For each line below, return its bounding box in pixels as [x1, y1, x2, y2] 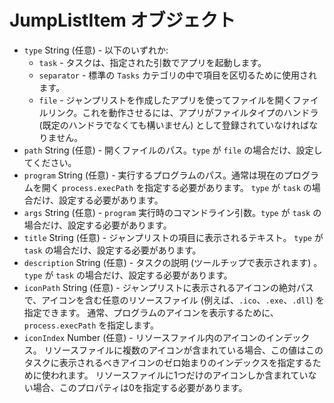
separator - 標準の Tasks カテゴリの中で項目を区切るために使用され [38, 69, 318, 81]
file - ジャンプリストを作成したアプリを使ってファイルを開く [38, 94, 293, 106]
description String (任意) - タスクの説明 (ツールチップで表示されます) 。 [23, 256, 323, 268]
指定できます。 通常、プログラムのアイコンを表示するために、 [23, 306, 279, 318]
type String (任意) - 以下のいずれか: [23, 44, 169, 56]
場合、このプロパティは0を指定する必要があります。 [32, 381, 248, 393]
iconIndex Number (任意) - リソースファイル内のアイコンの [23, 331, 267, 343]
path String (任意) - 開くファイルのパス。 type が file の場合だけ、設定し [23, 144, 323, 156]
